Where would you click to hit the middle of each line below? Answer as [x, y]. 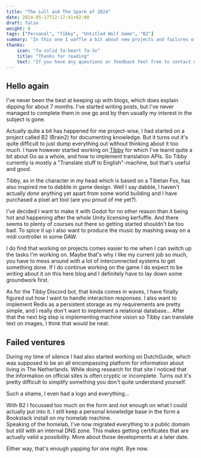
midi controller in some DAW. [42, 237]
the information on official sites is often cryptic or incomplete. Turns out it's [99, 376]
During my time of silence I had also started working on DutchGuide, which [99, 357]
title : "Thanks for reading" [53, 56]
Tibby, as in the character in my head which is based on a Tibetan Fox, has [98, 181]
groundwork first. [28, 280]
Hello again [28, 86]
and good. [19, 169]
